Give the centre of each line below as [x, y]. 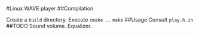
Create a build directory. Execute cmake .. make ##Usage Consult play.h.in [99, 20]
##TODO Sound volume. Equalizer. [49, 26]
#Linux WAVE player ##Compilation [50, 8]
